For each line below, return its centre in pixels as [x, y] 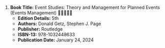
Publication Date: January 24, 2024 [56, 40]
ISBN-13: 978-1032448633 [46, 34]
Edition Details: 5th [38, 18]
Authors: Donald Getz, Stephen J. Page [59, 23]
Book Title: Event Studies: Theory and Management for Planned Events [85, 7]
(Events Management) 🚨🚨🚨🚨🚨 [41, 13]
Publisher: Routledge [40, 29]
